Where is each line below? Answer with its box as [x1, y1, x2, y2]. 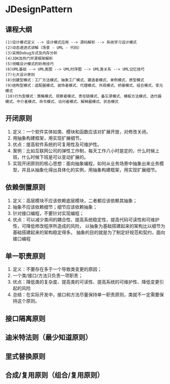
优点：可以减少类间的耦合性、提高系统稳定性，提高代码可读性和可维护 [12, 216, 160, 222]
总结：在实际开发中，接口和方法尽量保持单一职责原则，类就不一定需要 [12, 292, 160, 298]
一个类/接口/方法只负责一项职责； [12, 273, 83, 279]
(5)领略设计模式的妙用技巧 [5, 61, 54, 67]
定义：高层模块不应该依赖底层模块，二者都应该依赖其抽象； [12, 197, 138, 204]
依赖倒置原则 [5, 183, 46, 191]
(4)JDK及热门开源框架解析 [5, 56, 53, 61]
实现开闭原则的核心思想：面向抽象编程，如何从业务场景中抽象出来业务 [12, 160, 160, 166]
